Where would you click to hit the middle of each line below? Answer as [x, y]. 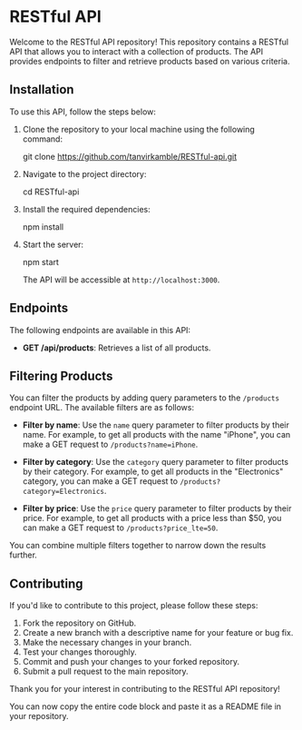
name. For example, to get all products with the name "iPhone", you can [156, 435]
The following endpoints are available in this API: [100, 330]
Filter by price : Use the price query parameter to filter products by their [157, 508]
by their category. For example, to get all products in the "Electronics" [153, 472]
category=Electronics [63, 492]
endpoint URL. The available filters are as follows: [102, 408]
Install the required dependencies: [87, 209]
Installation [42, 89]
